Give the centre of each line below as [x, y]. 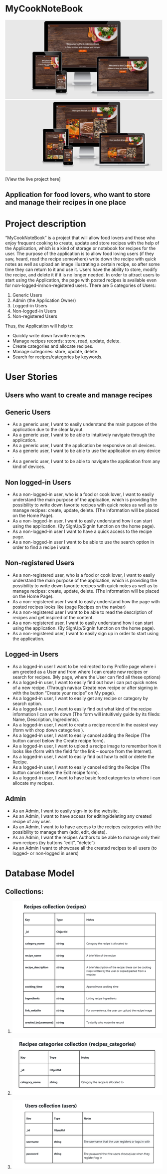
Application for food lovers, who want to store [78, 194]
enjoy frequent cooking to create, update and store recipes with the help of [82, 243]
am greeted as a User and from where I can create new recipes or [80, 672]
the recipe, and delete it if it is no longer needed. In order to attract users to [83, 274]
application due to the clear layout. [48, 430]
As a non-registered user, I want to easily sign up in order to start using [85, 633]
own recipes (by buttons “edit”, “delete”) [54, 842]
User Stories [31, 377]
